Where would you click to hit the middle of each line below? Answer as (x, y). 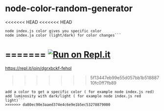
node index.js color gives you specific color (53, 31)
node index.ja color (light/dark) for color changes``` (63, 35)
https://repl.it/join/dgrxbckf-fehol (38, 68)
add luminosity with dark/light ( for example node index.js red (73, 96)
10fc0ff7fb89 (103, 83)
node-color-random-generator (69, 9)
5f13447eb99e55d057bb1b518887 (125, 78)
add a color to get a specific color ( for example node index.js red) (80, 92)
